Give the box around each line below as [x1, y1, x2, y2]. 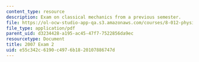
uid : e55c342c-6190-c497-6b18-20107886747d [6, 47, 115, 53]
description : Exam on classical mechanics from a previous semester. [6, 14, 182, 20]
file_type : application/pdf [6, 25, 76, 31]
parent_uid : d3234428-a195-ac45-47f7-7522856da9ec [6, 31, 134, 37]
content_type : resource [6, 8, 65, 15]
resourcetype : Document [6, 36, 65, 42]
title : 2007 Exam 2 [6, 42, 54, 48]
